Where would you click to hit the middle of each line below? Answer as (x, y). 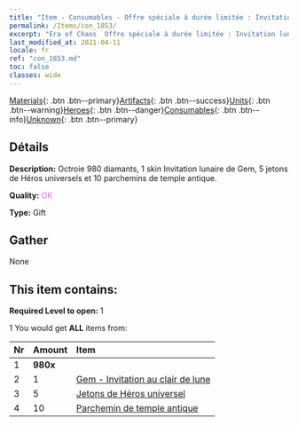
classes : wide (35, 75)
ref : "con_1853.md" (45, 59)
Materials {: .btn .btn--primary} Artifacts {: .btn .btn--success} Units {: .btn (140, 100)
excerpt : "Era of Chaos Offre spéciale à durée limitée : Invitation (142, 34)
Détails (29, 147)
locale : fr (29, 51)
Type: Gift (27, 212)
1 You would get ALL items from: (68, 328)
